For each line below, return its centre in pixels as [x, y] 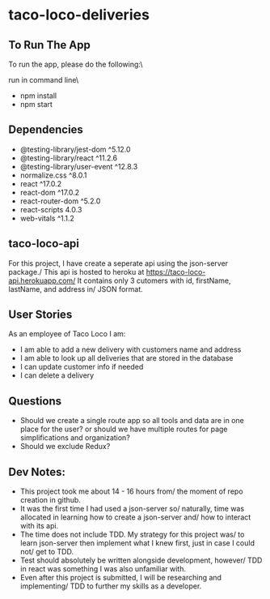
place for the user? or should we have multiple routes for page [124, 429]
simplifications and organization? [75, 438]
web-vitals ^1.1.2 [47, 218]
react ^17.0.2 [41, 183]
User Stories [40, 315]
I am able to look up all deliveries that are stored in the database [127, 358]
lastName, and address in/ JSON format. [76, 289]
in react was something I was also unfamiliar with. [103, 569]
